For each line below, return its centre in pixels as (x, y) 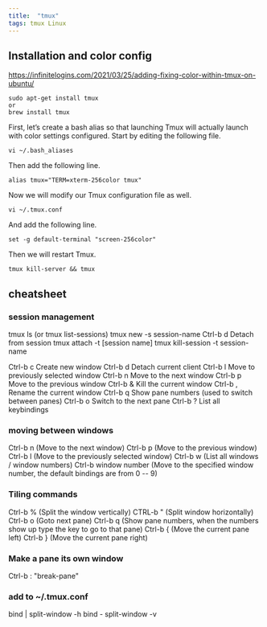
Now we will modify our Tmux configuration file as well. (100, 195)
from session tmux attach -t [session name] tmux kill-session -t (113, 343)
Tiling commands (43, 494)
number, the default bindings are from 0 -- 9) (83, 473)
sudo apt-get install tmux (53, 98)
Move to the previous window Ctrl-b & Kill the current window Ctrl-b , (123, 384)
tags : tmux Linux (37, 23)
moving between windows (61, 430)
